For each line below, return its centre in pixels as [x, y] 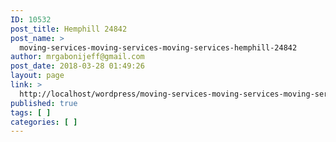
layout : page [37, 76]
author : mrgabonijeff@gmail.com [77, 57]
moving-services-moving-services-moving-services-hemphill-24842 [158, 47]
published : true [44, 103]
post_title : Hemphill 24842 [69, 29]
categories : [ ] [44, 122]
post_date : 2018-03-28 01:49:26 [77, 66]
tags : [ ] [31, 112]
